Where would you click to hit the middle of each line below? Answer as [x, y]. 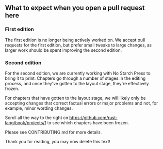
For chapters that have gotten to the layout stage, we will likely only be [75, 98]
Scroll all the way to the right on [37, 118]
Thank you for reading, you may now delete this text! [58, 141]
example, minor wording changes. [39, 108]
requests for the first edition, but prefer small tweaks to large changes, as [78, 45]
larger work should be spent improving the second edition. [64, 50]
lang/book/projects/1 [26, 122]
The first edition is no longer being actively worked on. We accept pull [75, 40]
